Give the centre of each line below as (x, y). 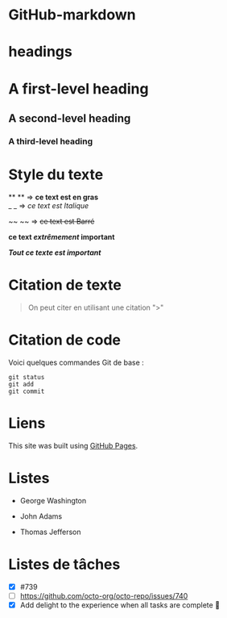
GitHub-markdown (72, 15)
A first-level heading (78, 88)
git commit (27, 391)
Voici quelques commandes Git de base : (76, 362)
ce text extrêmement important (62, 236)
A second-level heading (70, 118)
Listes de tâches (64, 564)
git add (21, 384)
